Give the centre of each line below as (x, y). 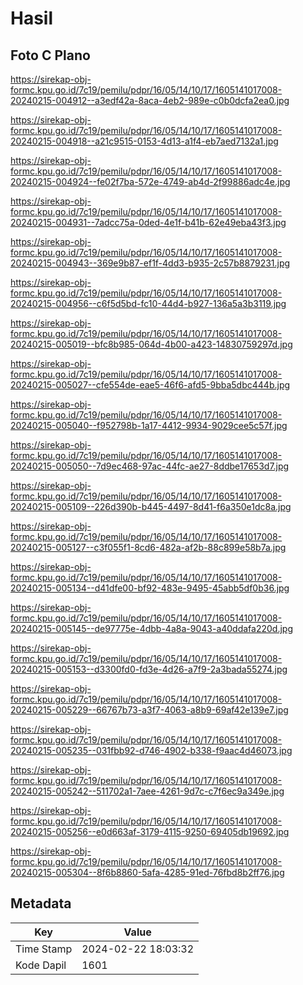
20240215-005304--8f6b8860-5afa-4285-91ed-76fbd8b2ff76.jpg (147, 872)
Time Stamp (44, 949)
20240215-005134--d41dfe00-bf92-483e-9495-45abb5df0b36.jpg (150, 588)
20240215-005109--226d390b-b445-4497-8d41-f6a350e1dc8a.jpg (151, 506)
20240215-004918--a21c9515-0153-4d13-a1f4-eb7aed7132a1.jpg (144, 141)
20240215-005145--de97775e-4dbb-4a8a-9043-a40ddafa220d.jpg (152, 628)
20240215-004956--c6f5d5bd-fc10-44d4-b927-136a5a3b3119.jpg (148, 303)
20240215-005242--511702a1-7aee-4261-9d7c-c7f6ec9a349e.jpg (147, 791)
